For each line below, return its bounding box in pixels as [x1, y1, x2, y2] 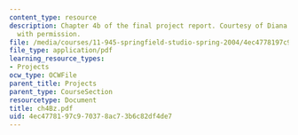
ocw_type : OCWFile [9, 71, 77, 80]
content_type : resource [9, 12, 98, 22]
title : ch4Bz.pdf [9, 104, 74, 113]
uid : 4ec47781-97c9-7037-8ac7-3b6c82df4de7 [9, 112, 173, 121]
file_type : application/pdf [9, 46, 114, 55]
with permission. [17, 29, 82, 38]
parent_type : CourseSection [9, 87, 114, 96]
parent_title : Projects [9, 79, 98, 88]
